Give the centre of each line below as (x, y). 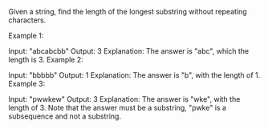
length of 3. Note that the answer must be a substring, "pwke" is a (118, 108)
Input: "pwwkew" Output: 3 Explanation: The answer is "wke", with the (124, 99)
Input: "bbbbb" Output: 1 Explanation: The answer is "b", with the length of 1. (134, 75)
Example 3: (27, 84)
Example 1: (26, 36)
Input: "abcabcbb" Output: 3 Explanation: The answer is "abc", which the (129, 51)
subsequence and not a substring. (65, 116)
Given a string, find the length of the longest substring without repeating (128, 12)
